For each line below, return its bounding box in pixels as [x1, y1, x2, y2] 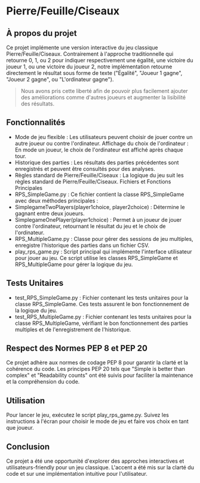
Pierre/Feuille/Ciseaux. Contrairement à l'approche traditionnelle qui [6, 50, 174, 58]
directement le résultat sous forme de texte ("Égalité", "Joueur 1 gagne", [6, 70, 183, 76]
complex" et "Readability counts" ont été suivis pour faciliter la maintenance [6, 372, 193, 379]
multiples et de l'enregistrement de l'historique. [14, 325, 131, 333]
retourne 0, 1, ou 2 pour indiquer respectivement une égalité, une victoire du [6, 57, 193, 64]
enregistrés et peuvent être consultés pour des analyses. [14, 165, 155, 172]
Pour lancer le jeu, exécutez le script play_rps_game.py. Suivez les [6, 412, 169, 419]
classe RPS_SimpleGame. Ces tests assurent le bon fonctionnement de [14, 300, 190, 307]
